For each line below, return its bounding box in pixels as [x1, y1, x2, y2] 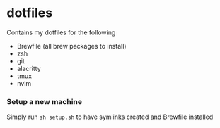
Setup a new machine [6, 96, 83, 106]
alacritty [16, 64, 42, 72]
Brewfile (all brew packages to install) [16, 41, 127, 50]
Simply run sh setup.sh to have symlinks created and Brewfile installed [6, 113, 214, 121]
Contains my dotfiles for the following [6, 28, 116, 37]
